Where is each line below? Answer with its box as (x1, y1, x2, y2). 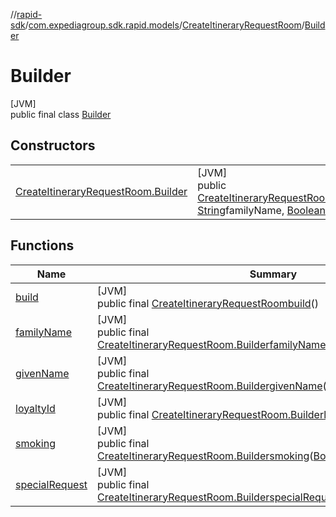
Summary (249, 267, 298, 281)
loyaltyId (15, 401, 56, 415)
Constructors (10, 137, 96, 154)
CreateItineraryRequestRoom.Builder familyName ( (97, 337, 330, 351)
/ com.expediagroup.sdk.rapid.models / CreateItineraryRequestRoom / (24, 19, 305, 31)
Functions (10, 237, 75, 254)
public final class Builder (10, 108, 112, 120)
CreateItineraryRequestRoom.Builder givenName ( (97, 379, 327, 393)
